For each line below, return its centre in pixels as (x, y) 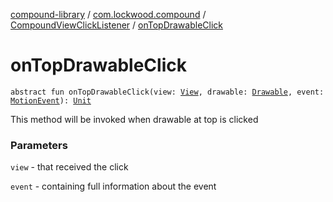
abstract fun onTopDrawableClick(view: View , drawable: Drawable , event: (167, 92)
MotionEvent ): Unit (51, 100)
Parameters (39, 145)
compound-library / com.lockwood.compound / (108, 14)
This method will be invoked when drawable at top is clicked (134, 119)
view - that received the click (69, 167)
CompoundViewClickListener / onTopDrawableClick (117, 25)
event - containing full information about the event (113, 186)
